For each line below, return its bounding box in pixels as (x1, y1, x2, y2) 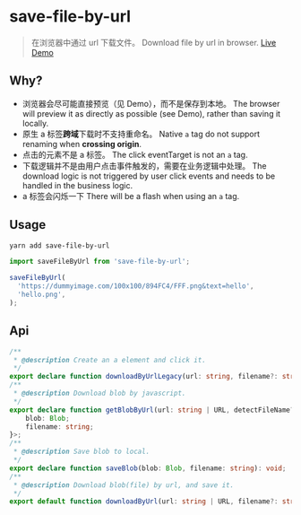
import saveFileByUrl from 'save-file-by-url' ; (9, 257, 191, 266)
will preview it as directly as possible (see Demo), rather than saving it (21, 108, 280, 118)
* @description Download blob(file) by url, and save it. (13, 480, 235, 490)
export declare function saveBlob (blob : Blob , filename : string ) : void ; (9, 464, 287, 473)
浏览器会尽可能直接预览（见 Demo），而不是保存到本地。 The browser (21, 98, 280, 109)
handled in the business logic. (21, 179, 133, 190)
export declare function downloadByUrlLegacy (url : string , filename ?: (9, 372, 279, 381)
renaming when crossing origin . (21, 138, 142, 149)
